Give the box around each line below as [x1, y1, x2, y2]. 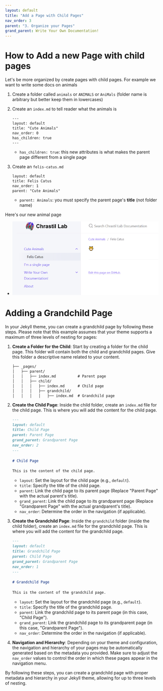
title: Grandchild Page [12, 549, 61, 554]
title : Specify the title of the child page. [19, 483, 101, 489]
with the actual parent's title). [19, 493, 78, 499]
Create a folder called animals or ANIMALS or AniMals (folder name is [12, 91, 147, 97]
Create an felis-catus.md [12, 164, 64, 170]
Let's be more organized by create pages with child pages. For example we [5, 77, 156, 83]
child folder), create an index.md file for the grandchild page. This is [12, 523, 147, 529]
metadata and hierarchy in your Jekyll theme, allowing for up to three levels [5, 675, 156, 681]
